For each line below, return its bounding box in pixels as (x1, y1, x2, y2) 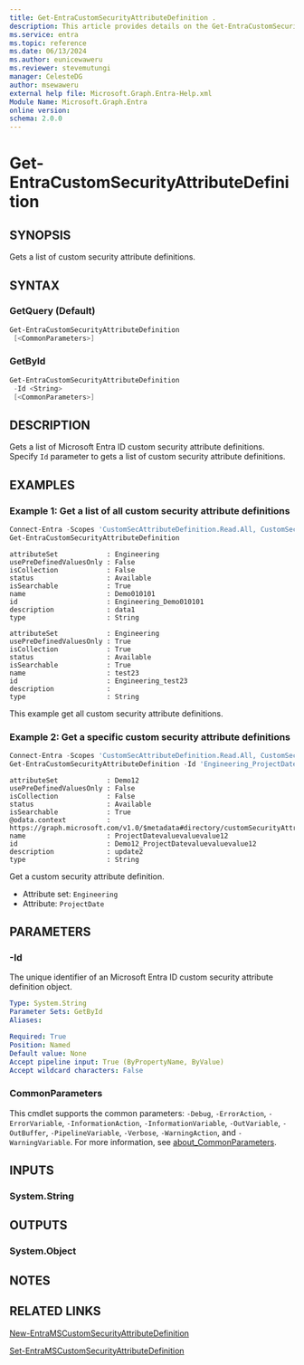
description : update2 (9, 847, 144, 856)
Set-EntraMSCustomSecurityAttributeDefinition (9, 1345, 185, 1356)
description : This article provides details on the (9, 22, 208, 31)
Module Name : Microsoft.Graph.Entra (9, 97, 147, 107)
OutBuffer (9, 1128, 47, 1138)
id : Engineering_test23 (9, 676, 188, 686)
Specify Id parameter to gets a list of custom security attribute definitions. (9, 451, 286, 462)
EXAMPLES (9, 477, 75, 493)
